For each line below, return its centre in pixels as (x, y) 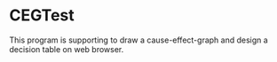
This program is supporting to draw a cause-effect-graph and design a (138, 40)
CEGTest (42, 15)
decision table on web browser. (67, 49)
